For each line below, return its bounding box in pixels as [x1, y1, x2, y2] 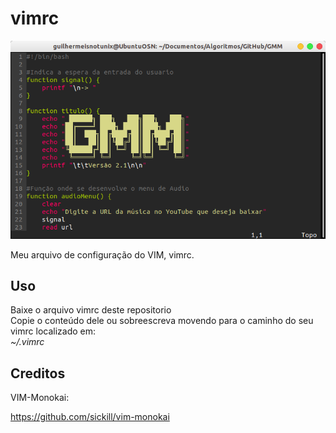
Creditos [10, 365, 66, 382]
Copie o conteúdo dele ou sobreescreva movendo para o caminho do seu [10, 315, 314, 327]
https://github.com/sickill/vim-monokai [10, 411, 170, 423]
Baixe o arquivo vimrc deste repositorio [10, 304, 172, 316]
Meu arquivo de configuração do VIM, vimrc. [10, 248, 195, 261]
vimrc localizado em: [10, 325, 97, 337]
